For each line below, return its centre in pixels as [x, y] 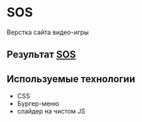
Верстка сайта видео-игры [48, 32]
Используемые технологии [71, 79]
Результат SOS [41, 55]
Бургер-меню [38, 103]
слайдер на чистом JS [51, 111]
